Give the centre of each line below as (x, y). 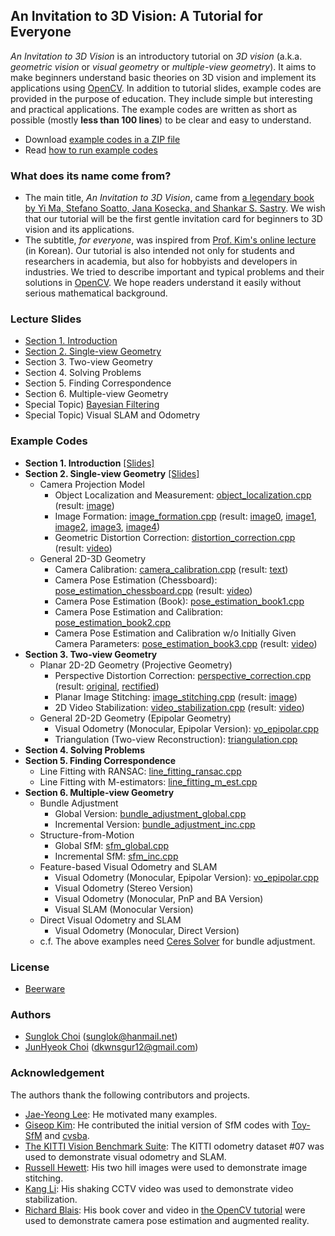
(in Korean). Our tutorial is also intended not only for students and (159, 251)
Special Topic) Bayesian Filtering (92, 405)
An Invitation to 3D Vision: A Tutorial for (136, 16)
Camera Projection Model (92, 484)
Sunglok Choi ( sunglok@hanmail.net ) (101, 1036)
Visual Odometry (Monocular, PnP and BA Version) (159, 898)
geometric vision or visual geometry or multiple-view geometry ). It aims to (163, 66)
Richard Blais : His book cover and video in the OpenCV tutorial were (165, 1210)
